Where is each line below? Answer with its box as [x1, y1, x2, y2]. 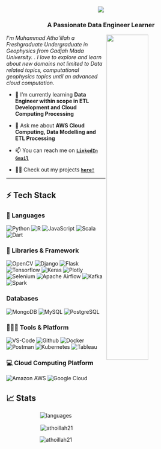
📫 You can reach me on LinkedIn [14, 147, 98, 154]
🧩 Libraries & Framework [6, 246, 79, 255]
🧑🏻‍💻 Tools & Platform [6, 323, 69, 331]
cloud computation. [6, 79, 55, 87]
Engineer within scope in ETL [14, 97, 90, 105]
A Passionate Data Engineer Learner [47, 21, 155, 30]
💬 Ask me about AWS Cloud [14, 122, 85, 129]
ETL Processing [14, 135, 55, 142]
